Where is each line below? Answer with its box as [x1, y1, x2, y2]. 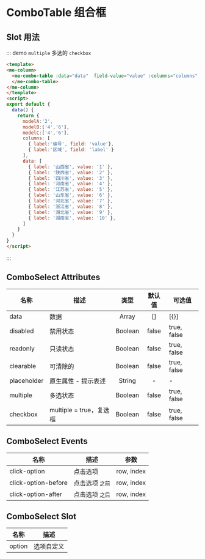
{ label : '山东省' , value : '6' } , [28, 192, 113, 199]
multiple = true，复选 [49, 405, 110, 414]
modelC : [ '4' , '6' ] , [22, 130, 70, 136]
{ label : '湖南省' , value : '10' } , [28, 215, 116, 221]
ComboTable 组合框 [6, 6, 107, 20]
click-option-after [9, 490, 62, 498]
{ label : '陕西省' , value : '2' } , [28, 169, 113, 176]
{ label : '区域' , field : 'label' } [28, 147, 114, 153]
